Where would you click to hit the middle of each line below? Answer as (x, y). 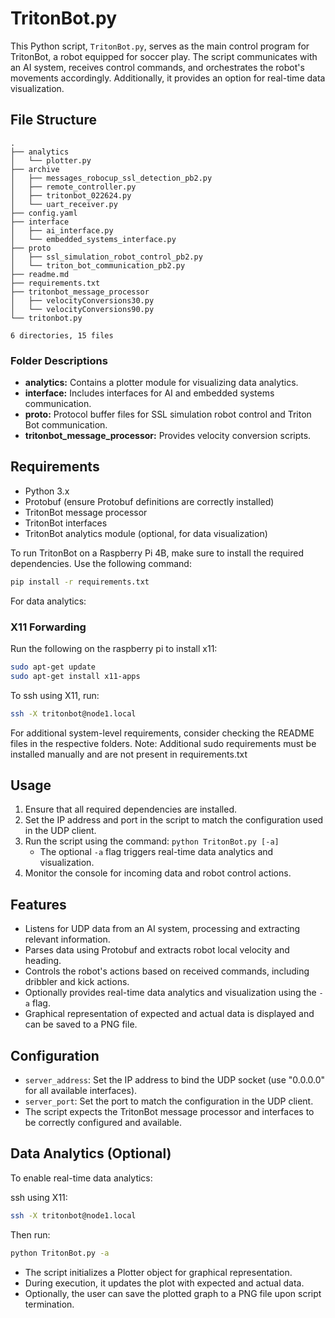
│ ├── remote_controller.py (73, 187)
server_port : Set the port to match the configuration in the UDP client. (169, 1101)
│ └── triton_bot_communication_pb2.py (98, 265)
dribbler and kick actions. (77, 982)
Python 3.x (47, 491)
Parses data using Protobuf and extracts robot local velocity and (157, 950)
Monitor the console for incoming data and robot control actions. (158, 873)
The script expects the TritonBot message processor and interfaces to (169, 1112)
